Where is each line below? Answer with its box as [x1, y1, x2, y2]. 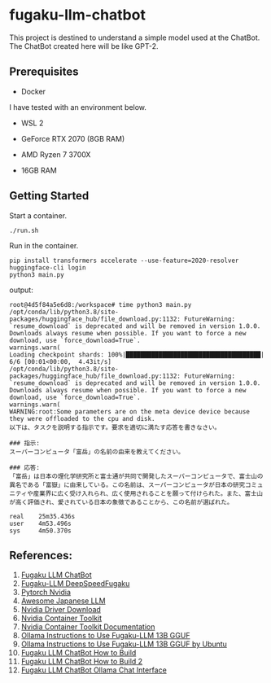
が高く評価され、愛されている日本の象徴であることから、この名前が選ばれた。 [9, 498, 234, 506]
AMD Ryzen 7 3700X [20, 149, 91, 160]
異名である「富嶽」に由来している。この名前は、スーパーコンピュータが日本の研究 [9, 480, 246, 489]
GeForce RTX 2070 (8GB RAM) [20, 134, 125, 143]
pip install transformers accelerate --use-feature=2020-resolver [9, 256, 239, 265]
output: [9, 285, 33, 295]
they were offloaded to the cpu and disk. [9, 414, 155, 422]
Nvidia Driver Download [20, 605, 101, 615]
